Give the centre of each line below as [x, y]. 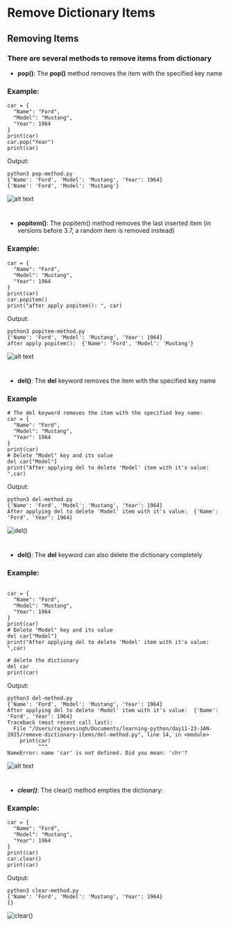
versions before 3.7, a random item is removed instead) [96, 231]
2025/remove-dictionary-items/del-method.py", [76, 734]
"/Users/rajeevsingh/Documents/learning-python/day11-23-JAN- [121, 728]
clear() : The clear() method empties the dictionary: [90, 790]
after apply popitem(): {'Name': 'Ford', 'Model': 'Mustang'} [101, 343]
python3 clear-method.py [43, 891]
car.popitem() [28, 299]
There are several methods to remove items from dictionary [109, 58]
